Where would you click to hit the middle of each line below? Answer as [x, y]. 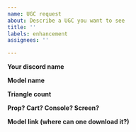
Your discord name [36, 67]
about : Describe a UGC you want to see [66, 21]
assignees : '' [28, 40]
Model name [26, 81]
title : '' [22, 27]
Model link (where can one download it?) [68, 122]
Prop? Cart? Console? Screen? [53, 108]
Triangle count [29, 94]
